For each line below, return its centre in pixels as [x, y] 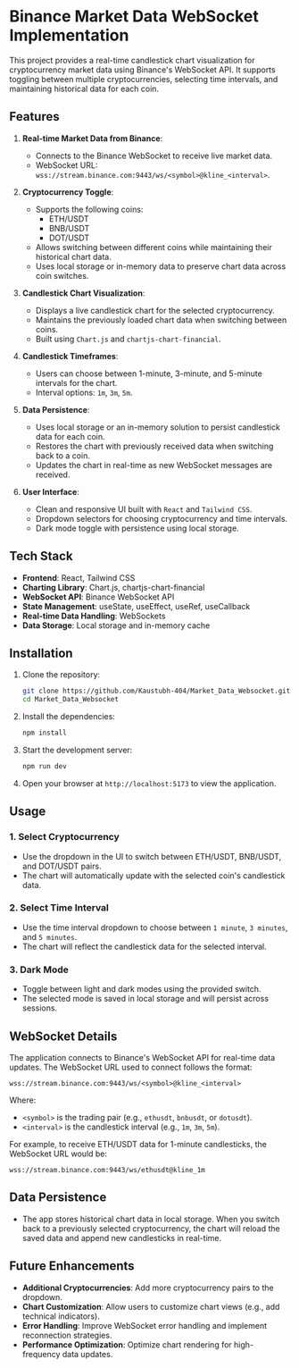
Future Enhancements [72, 1266]
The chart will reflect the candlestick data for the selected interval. [144, 946]
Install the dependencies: [69, 717]
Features [34, 117]
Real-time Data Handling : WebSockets [94, 616]
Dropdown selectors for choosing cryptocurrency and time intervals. [162, 518]
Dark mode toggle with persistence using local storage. [137, 528]
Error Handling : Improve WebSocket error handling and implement [145, 1325]
